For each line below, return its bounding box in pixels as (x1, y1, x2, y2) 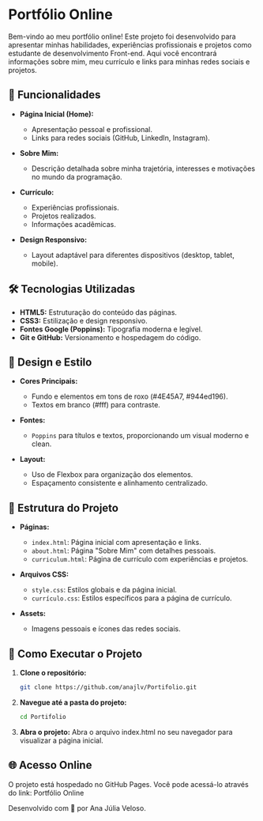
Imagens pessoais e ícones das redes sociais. (31, 624, 181, 634)
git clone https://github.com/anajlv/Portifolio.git (19, 683, 197, 691)
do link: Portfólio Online (8, 788, 85, 797)
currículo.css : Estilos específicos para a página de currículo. (31, 593, 232, 603)
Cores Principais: (19, 376, 78, 386)
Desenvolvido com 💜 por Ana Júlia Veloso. (8, 803, 146, 812)
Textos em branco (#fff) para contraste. (31, 400, 160, 410)
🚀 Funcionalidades (8, 89, 101, 102)
